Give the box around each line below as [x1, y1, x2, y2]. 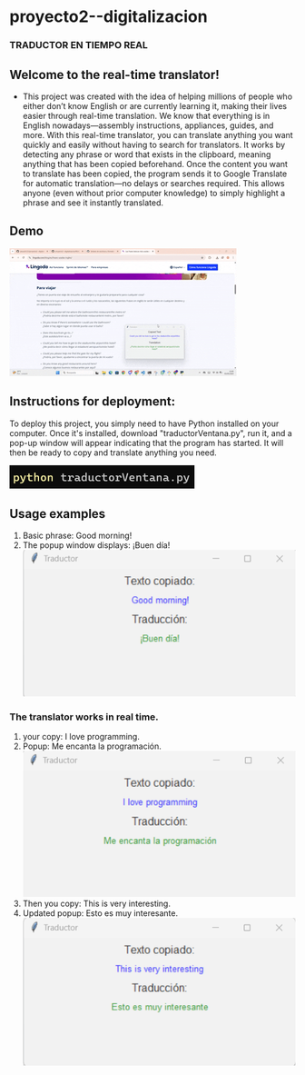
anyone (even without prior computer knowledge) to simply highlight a [22, 187, 286, 198]
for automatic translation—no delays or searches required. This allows [22, 177, 285, 188]
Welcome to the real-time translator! [9, 66, 220, 83]
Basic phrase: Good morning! [22, 530, 133, 542]
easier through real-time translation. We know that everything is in [22, 110, 271, 121]
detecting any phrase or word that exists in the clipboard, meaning [22, 148, 271, 160]
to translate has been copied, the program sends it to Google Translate [22, 168, 288, 179]
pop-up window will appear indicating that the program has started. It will [9, 437, 284, 448]
